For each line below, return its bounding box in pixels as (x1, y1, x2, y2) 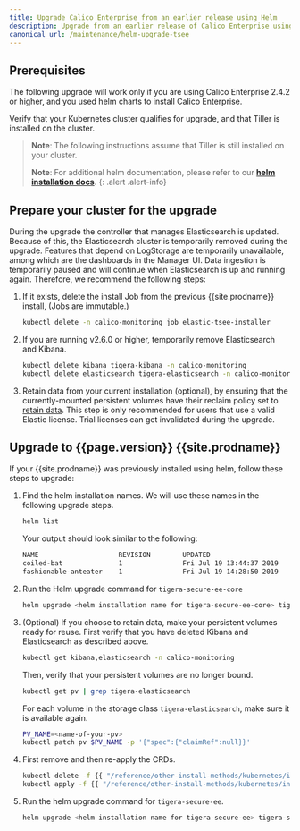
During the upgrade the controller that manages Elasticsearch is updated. (9, 226, 279, 237)
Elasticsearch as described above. (21, 636, 149, 647)
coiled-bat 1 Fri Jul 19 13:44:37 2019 (21, 559, 279, 568)
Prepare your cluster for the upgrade (9, 202, 217, 217)
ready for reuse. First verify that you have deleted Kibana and (21, 626, 249, 637)
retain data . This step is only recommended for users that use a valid (21, 404, 275, 415)
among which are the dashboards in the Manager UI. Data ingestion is (9, 255, 266, 265)
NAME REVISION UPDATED (21, 551, 212, 560)
